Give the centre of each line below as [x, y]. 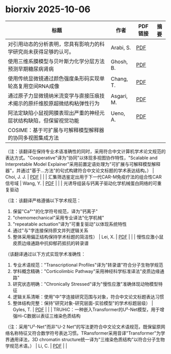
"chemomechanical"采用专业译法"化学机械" [58, 217]
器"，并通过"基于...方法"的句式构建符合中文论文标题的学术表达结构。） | [80, 170]
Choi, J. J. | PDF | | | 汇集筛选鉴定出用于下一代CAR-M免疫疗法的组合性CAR [83, 176]
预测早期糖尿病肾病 [31, 69]
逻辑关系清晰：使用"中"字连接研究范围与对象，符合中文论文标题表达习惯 [88, 296]
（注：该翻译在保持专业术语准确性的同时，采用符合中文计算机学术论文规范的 [85, 151]
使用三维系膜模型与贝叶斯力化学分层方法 [56, 61]
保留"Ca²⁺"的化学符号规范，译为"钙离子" [55, 211]
